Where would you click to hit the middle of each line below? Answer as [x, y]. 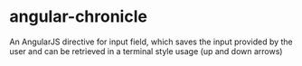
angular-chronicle [78, 17]
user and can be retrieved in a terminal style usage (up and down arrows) [146, 51]
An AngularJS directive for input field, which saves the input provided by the [151, 42]
